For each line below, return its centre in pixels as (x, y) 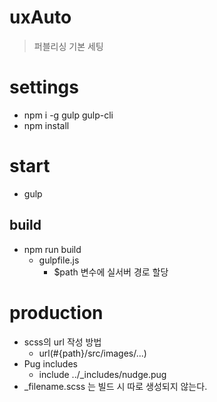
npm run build (52, 249)
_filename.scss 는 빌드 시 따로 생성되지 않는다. (115, 386)
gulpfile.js (59, 260)
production (56, 312)
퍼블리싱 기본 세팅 (68, 46)
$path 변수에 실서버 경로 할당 (111, 272)
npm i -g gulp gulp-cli (68, 115)
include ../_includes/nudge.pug (102, 374)
